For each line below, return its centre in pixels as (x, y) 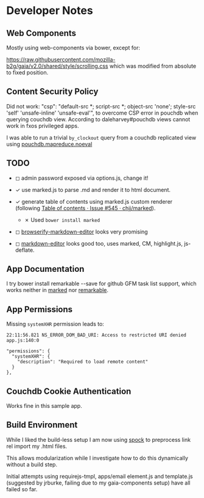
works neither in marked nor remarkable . (57, 290)
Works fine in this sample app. (44, 406)
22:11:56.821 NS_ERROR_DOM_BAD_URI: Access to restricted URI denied (97, 335)
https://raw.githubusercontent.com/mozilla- (61, 59)
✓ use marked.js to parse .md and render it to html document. (93, 190)
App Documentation (45, 269)
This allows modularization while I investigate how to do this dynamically (97, 458)
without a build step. (32, 464)
